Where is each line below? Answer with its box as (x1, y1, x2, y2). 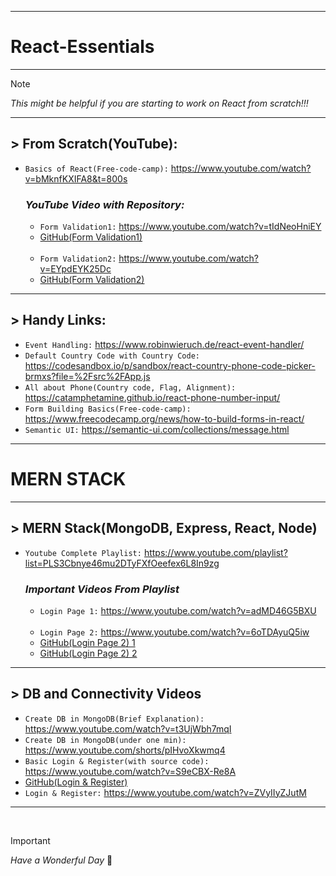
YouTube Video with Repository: (24, 197, 185, 211)
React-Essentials (10, 36, 155, 58)
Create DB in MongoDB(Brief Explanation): (24, 714, 205, 724)
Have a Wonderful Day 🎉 (10, 854, 113, 866)
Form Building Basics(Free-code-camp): (24, 404, 192, 414)
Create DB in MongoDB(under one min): (24, 735, 187, 745)
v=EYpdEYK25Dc (39, 263, 112, 275)
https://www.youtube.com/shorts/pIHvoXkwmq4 (24, 744, 226, 756)
